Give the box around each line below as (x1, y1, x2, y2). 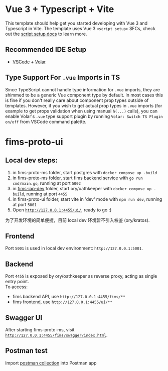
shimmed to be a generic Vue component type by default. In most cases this (5, 92, 163, 98)
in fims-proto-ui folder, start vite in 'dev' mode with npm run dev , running (12, 196, 162, 202)
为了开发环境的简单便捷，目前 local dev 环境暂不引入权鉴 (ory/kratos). (5, 217, 150, 223)
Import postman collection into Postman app (5, 360, 97, 366)
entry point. (5, 279, 29, 285)
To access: (5, 284, 28, 290)
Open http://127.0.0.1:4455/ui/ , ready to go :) (12, 207, 112, 213)
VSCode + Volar (12, 59, 46, 65)
